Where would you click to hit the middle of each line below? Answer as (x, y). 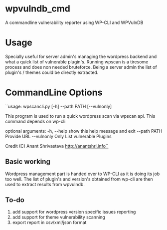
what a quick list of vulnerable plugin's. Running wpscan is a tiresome (77, 62)
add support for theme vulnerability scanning (59, 217)
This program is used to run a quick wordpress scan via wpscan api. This (80, 116)
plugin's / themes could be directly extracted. (52, 72)
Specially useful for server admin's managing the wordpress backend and (81, 56)
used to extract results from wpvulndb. (45, 184)
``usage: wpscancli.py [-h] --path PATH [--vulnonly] (59, 106)
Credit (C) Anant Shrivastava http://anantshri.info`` (57, 146)
